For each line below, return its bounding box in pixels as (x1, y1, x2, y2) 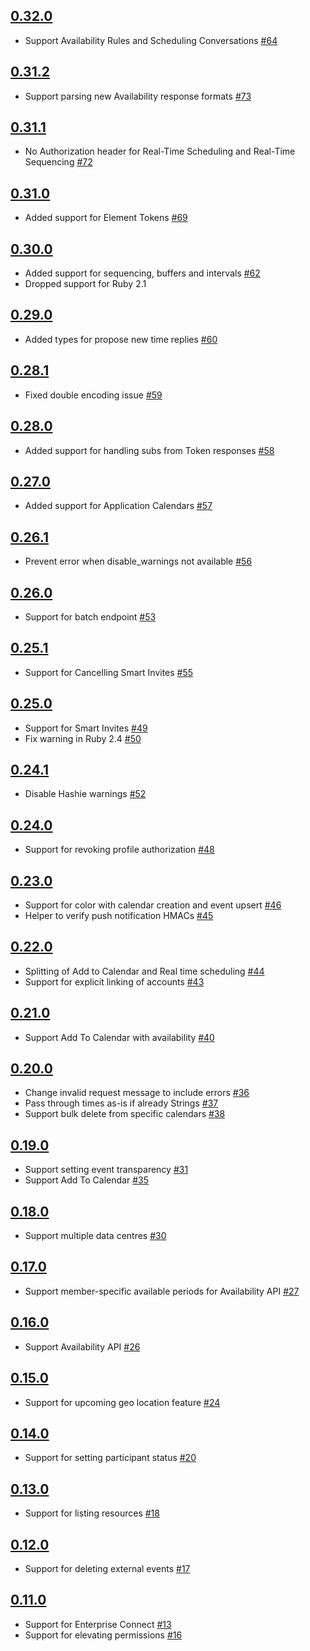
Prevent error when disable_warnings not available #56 (24, 555, 253, 568)
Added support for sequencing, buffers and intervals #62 (24, 267, 261, 279)
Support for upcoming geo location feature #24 (24, 1396, 221, 1408)
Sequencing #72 (24, 156, 93, 168)
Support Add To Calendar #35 (24, 1174, 150, 1186)
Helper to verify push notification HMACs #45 (24, 910, 214, 921)
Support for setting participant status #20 (24, 1452, 197, 1464)
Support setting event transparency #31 (24, 1164, 189, 1176)
